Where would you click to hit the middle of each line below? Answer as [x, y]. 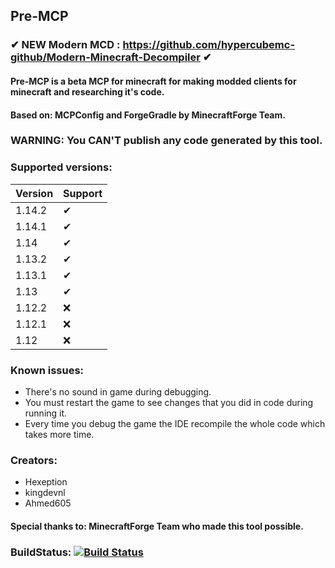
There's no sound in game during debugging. [118, 392]
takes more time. [59, 435]
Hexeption [46, 482]
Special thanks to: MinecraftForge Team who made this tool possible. [157, 526]
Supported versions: [61, 167]
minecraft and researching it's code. [87, 91]
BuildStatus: [41, 552]
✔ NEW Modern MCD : [65, 45]
